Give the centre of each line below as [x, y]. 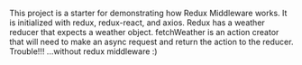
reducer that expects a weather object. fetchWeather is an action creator [144, 32]
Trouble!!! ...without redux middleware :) [83, 51]
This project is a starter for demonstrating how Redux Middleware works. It [148, 13]
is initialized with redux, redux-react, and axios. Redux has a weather [137, 23]
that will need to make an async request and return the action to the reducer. [151, 42]
